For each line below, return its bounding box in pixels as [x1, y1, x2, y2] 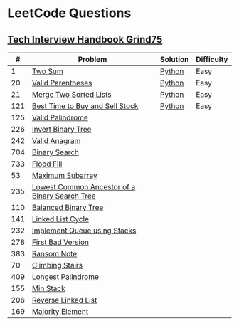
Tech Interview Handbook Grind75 [7, 33, 163, 46]
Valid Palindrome [31, 112, 89, 122]
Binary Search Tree [31, 191, 96, 201]
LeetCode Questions [7, 5, 132, 21]
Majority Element [31, 307, 89, 316]
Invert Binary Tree [31, 125, 92, 134]
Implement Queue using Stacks [31, 226, 137, 236]
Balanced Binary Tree [31, 203, 104, 212]
